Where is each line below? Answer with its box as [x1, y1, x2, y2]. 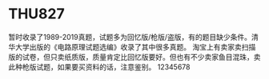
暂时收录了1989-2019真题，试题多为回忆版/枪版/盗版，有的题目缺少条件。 [8, 32, 252, 41]
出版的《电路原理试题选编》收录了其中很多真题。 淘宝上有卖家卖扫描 [29, 41, 256, 52]
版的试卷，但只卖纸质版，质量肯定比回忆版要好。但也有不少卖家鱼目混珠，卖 [8, 52, 261, 61]
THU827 [8, 5, 66, 23]
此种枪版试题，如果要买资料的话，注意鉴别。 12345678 [8, 61, 191, 72]
